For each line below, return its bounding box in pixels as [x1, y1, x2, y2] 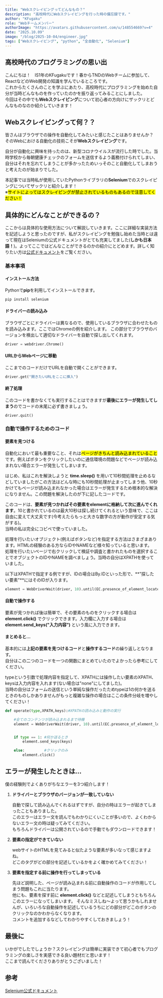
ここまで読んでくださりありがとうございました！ [5, 958, 103, 964]
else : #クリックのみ [14, 748, 68, 753]
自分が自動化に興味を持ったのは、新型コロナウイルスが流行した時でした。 [5, 148, 154, 154]
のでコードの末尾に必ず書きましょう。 [14, 403, 90, 409]
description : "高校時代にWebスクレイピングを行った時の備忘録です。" [5, 12, 131, 17]
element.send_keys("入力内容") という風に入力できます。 [5, 622, 122, 627]
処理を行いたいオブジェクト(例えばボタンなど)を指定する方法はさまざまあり [5, 536, 157, 542]
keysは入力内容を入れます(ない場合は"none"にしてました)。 [5, 680, 125, 686]
